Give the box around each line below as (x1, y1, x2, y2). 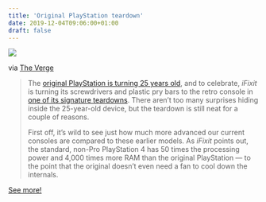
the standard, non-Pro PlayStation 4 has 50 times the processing (27, 145, 240, 154)
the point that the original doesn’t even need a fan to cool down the (27, 161, 248, 171)
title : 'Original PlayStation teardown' (8, 11, 145, 20)
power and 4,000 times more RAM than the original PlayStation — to (27, 153, 252, 163)
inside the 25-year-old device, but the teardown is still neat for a (27, 104, 238, 114)
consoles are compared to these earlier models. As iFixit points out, (27, 136, 249, 146)
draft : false (8, 26, 52, 34)
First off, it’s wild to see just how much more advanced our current (27, 128, 245, 138)
